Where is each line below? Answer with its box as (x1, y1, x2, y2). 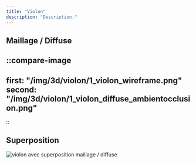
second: (6, 84, 37, 94)
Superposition (6, 135, 60, 145)
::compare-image (6, 56, 72, 66)
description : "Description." (6, 14, 77, 20)
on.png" (6, 103, 38, 113)
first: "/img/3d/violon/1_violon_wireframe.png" (6, 76, 183, 86)
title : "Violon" (6, 8, 46, 15)
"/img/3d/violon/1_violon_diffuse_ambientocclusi (6, 94, 191, 104)
